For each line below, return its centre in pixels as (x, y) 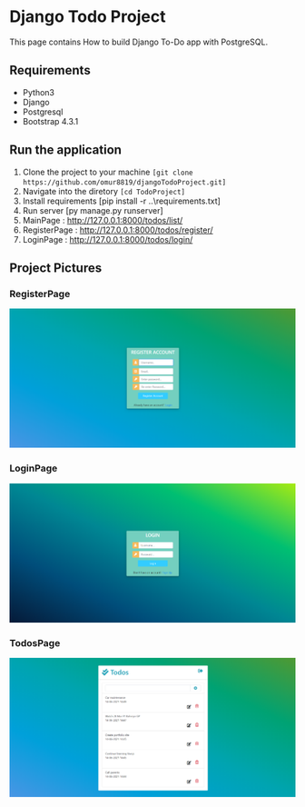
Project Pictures (56, 268)
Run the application (66, 150)
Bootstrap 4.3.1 (50, 121)
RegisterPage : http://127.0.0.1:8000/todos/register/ (118, 230)
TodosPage (35, 643)
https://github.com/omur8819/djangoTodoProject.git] (124, 182)
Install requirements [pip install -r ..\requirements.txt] (121, 201)
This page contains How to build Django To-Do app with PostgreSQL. (139, 42)
